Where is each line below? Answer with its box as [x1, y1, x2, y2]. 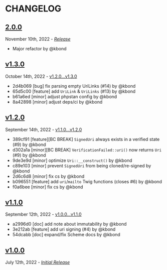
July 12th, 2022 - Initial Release [5, 260, 70, 266]
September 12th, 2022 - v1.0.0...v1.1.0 [5, 211, 82, 217]
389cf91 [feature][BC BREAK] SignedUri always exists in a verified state [12, 136, 160, 142]
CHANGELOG [5, 3, 61, 14]
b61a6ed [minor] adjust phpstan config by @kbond [12, 93, 117, 100]
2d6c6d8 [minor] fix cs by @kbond [12, 173, 85, 179]
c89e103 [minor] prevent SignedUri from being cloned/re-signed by [12, 162, 151, 168]
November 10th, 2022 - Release [5, 36, 71, 42]
